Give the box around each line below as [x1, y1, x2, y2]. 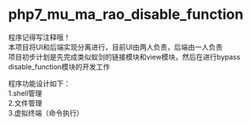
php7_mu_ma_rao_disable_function [8, 6, 244, 24]
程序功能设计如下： [8, 79, 71, 88]
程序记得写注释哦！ [8, 32, 71, 42]
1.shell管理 [8, 88, 43, 97]
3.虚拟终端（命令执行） [8, 108, 84, 117]
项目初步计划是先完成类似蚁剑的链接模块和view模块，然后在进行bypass [8, 52, 241, 61]
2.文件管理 [8, 98, 43, 108]
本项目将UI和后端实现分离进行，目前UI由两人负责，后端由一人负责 [8, 42, 223, 52]
